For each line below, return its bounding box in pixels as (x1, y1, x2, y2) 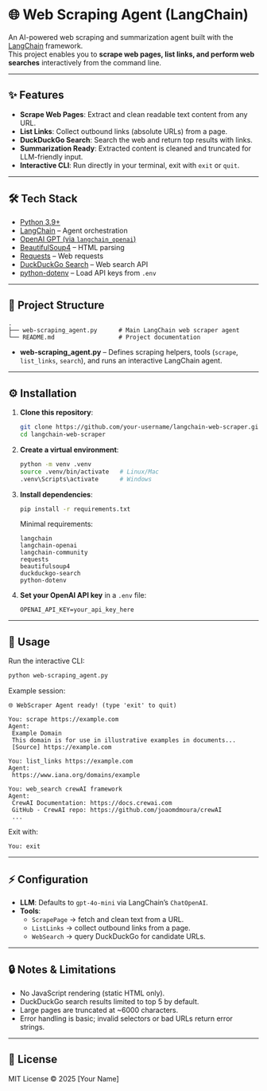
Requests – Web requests (19, 251, 104, 261)
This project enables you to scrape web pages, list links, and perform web (8, 49, 255, 59)
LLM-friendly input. (19, 151, 83, 161)
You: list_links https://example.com (8, 757, 133, 766)
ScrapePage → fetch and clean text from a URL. (31, 914, 184, 924)
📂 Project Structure (8, 298, 105, 312)
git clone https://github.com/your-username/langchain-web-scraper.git (19, 423, 262, 431)
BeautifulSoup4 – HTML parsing (19, 242, 125, 252)
